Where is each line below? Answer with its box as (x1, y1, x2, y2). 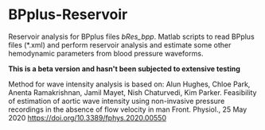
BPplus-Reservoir (8, 6, 128, 24)
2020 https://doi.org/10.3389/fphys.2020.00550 (8, 113, 167, 122)
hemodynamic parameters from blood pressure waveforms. (8, 48, 204, 58)
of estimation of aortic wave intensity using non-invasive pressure (8, 96, 225, 105)
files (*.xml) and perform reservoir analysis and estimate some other (8, 40, 232, 49)
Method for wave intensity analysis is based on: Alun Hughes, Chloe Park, (8, 79, 251, 89)
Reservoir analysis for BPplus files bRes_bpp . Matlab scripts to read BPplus (8, 32, 255, 41)
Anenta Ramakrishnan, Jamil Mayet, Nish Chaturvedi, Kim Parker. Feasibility (8, 87, 257, 97)
